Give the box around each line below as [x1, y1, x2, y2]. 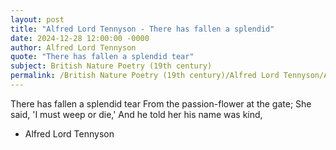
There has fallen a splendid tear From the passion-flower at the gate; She [10, 97, 312, 110]
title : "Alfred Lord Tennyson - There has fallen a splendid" [10, 24, 275, 34]
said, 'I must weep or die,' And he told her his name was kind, [10, 108, 263, 120]
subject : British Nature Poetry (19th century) [10, 61, 213, 71]
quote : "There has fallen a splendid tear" [10, 52, 195, 62]
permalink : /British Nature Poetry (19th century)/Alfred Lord [10, 71, 280, 81]
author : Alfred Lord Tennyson [10, 42, 137, 53]
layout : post [10, 14, 65, 25]
